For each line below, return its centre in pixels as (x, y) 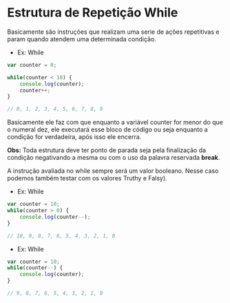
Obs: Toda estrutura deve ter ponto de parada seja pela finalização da (107, 150)
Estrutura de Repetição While (93, 13)
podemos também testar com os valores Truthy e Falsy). (87, 178)
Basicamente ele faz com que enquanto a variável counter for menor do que (115, 123)
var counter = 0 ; (32, 65)
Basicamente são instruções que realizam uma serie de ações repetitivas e (113, 32)
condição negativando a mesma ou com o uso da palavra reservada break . (114, 158)
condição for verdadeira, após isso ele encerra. (74, 137)
